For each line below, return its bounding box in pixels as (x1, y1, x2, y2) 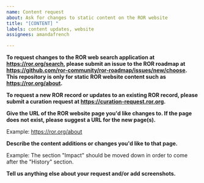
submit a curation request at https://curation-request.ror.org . (6, 98, 166, 106)
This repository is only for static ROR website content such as (6, 73, 166, 81)
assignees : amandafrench (6, 32, 70, 38)
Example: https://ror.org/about (6, 128, 82, 135)
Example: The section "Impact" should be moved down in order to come (6, 152, 188, 159)
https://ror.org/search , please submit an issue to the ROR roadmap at (6, 60, 186, 68)
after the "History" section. (6, 158, 74, 165)
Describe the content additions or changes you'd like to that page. (6, 140, 178, 147)
